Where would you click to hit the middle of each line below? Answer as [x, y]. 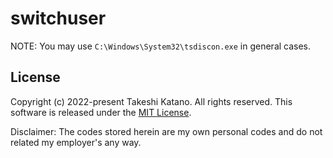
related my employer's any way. [76, 142]
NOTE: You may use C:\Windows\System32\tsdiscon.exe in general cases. [161, 46]
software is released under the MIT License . [101, 112]
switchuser [58, 18]
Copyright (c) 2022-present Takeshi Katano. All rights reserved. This [151, 101]
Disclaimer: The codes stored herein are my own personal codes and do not [166, 131]
